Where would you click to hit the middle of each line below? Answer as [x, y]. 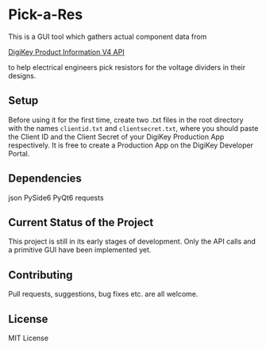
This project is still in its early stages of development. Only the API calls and [132, 242]
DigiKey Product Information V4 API [66, 52]
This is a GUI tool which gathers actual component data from [108, 36]
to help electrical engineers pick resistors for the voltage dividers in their [127, 67]
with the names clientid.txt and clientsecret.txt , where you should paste [133, 128]
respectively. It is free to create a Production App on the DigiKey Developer [131, 145]
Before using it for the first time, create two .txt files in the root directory [126, 120]
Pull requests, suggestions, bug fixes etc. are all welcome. [103, 294]
